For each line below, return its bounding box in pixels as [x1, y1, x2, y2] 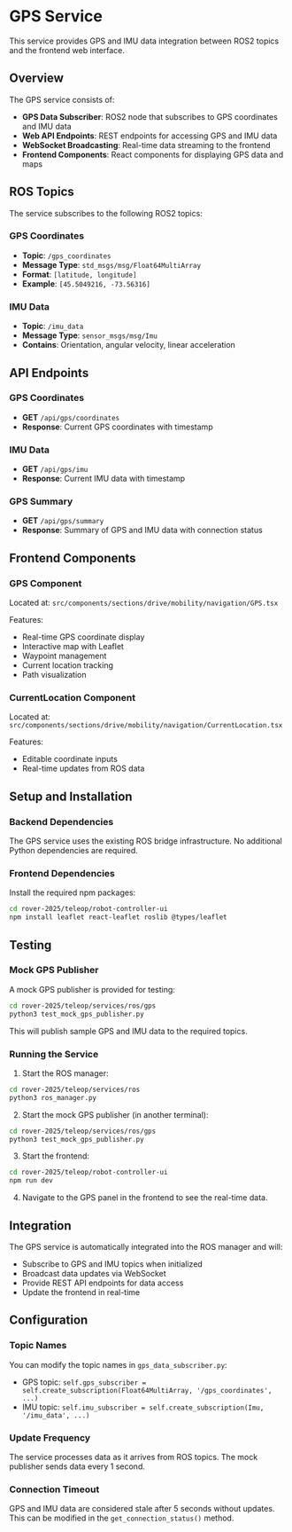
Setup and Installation [9, 789, 133, 804]
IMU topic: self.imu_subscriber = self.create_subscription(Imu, [21, 1402, 265, 1412]
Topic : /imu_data [21, 321, 84, 332]
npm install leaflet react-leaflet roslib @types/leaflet [9, 913, 227, 922]
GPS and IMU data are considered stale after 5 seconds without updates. [9, 1504, 275, 1514]
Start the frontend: [21, 1151, 90, 1161]
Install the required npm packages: [9, 887, 136, 898]
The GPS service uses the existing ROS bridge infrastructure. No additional [9, 836, 283, 846]
